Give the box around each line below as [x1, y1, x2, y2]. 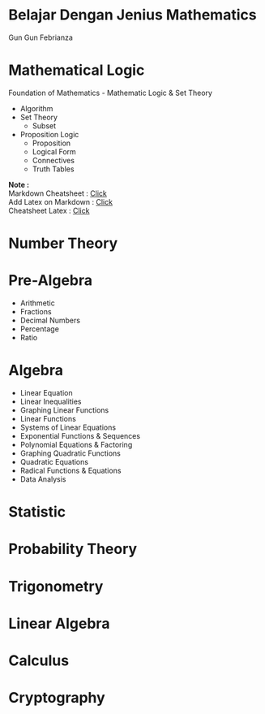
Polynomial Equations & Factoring [19, 439, 133, 449]
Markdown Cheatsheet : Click [8, 188, 108, 198]
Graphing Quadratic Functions [19, 448, 122, 458]
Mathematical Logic [8, 61, 145, 80]
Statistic [8, 503, 66, 521]
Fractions [19, 307, 52, 316]
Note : [8, 180, 30, 189]
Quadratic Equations [19, 457, 89, 466]
